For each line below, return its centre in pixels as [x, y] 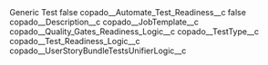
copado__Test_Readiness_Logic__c [75, 41]
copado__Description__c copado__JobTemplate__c [104, 22]
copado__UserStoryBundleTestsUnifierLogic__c [98, 51]
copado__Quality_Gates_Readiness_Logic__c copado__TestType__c [134, 32]
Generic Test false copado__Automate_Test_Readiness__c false [128, 12]
